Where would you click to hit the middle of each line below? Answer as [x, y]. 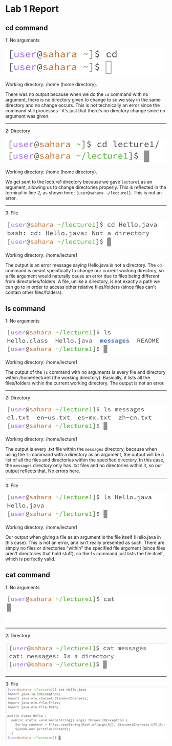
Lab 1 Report [32, 9]
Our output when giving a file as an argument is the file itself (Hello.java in [83, 537]
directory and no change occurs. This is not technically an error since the [83, 105]
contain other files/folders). [34, 292]
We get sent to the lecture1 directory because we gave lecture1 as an [79, 182]
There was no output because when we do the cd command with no [77, 94]
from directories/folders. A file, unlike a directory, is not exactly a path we [83, 281]
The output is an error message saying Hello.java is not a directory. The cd [84, 265]
